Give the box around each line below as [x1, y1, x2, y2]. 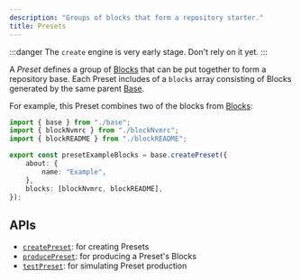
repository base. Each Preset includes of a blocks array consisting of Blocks [9, 73, 292, 84]
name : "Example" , [41, 167, 106, 176]
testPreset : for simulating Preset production [22, 260, 187, 271]
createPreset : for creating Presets [22, 241, 150, 252]
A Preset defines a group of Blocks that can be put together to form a [9, 64, 267, 75]
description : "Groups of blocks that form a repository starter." [9, 13, 264, 23]
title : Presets [9, 22, 67, 31]
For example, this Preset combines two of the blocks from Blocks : [9, 100, 254, 111]
